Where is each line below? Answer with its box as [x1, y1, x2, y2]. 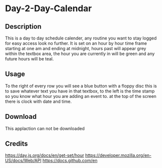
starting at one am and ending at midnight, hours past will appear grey [5, 46, 146, 51]
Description [5, 22, 41, 31]
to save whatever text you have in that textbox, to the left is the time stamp [5, 88, 155, 94]
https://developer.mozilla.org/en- [85, 152, 152, 158]
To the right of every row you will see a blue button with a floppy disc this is [5, 83, 157, 89]
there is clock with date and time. [5, 98, 72, 104]
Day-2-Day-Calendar [5, 3, 92, 14]
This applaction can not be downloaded [5, 125, 85, 131]
